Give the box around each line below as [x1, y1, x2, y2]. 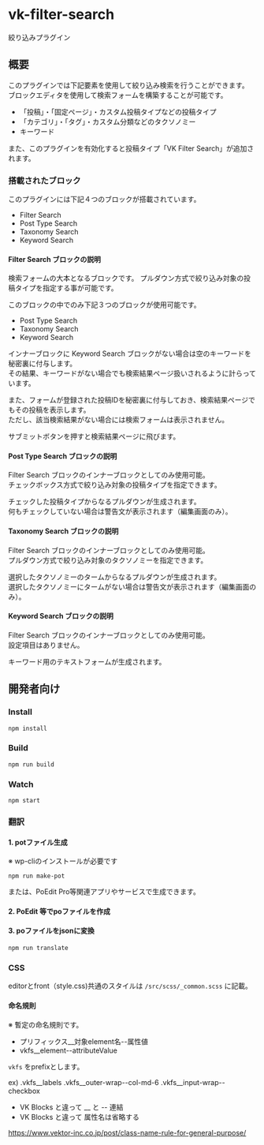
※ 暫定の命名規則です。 [8, 1020, 84, 1029]
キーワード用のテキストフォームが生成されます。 [8, 657, 166, 666]
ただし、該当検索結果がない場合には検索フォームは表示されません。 [8, 415, 229, 425]
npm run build [8, 760, 55, 769]
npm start [8, 797, 41, 805]
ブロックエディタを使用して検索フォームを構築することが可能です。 [8, 90, 228, 99]
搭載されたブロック [8, 175, 81, 186]
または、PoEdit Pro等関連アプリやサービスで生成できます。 [8, 887, 201, 896]
